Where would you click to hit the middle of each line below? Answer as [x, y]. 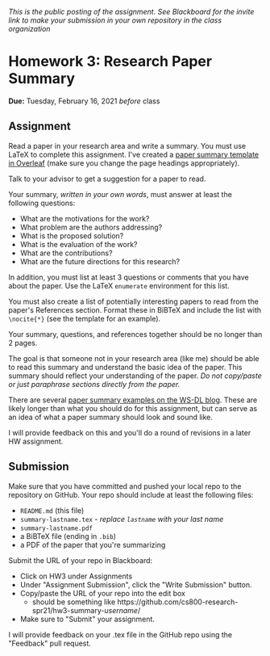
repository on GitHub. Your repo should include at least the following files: [131, 494]
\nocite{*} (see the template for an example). [85, 318]
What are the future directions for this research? [100, 261]
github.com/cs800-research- [189, 602]
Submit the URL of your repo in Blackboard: [81, 560]
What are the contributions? [66, 253]
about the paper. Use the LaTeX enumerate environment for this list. [119, 285]
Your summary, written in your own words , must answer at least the [120, 194]
